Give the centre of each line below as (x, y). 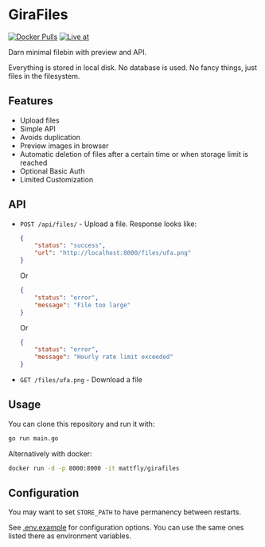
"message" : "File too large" (83, 305)
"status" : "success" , (70, 246)
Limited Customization (57, 179)
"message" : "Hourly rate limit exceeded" (104, 357)
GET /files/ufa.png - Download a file (81, 380)
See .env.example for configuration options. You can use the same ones (126, 528)
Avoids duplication (50, 137)
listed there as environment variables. (70, 536)
